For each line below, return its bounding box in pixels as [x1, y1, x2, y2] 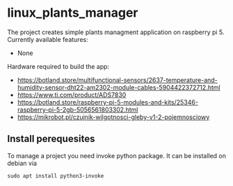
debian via [7, 159, 37, 167]
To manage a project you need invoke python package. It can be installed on [7, 151, 227, 160]
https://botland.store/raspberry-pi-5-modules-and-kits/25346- [17, 98, 198, 106]
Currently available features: [7, 35, 88, 43]
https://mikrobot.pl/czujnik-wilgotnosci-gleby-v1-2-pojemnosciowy [17, 113, 210, 121]
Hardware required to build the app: [7, 62, 110, 70]
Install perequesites [7, 133, 95, 145]
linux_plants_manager [7, 5, 138, 21]
